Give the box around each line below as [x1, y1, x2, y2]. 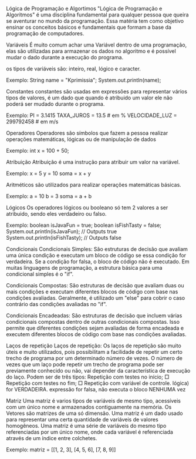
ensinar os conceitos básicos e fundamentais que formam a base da [6, 24, 172, 31]
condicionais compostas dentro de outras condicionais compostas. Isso [6, 319, 180, 325]
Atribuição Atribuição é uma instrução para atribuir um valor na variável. [6, 159, 180, 165]
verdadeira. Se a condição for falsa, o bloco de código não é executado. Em [6, 258, 190, 265]
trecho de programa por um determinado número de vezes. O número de [6, 355, 183, 361]
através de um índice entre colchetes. [6, 435, 97, 441]
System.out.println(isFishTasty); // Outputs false [6, 234, 121, 241]
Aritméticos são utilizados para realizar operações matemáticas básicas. [6, 182, 182, 188]
